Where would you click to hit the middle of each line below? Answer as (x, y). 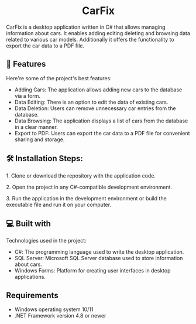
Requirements (32, 295)
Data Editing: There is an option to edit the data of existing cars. (91, 102)
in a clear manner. (36, 127)
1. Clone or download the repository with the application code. (81, 175)
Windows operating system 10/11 (54, 309)
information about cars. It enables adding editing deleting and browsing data (98, 33)
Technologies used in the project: (46, 241)
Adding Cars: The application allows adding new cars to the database (98, 90)
